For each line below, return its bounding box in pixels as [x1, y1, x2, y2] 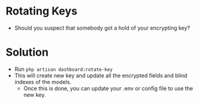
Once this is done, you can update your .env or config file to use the [23, 85, 194, 92]
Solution [5, 45, 49, 59]
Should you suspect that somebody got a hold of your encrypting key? [14, 24, 191, 31]
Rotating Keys [5, 4, 78, 18]
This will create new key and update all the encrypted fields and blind [14, 71, 188, 79]
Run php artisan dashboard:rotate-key [14, 65, 113, 73]
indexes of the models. [14, 78, 72, 85]
